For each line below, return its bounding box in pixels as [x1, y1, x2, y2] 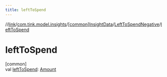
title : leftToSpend [5, 7, 46, 13]
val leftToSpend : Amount [5, 66, 56, 72]
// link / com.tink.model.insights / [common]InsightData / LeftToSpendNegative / [5, 21, 161, 27]
